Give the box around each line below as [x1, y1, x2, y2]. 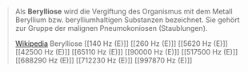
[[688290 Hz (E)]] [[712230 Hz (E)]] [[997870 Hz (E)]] [14, 55, 193, 65]
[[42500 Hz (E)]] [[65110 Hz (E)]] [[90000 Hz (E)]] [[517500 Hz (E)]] [14, 47, 238, 56]
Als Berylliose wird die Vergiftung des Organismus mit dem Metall [14, 7, 233, 16]
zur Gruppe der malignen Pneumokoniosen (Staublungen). [14, 24, 208, 32]
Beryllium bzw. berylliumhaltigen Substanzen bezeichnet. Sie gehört [14, 15, 240, 25]
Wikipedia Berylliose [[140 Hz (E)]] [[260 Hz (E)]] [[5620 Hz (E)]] [14, 39, 229, 48]
